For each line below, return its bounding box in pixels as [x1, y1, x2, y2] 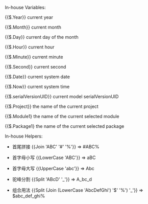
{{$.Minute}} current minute [5, 54, 63, 60]
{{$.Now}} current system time [5, 84, 70, 89]
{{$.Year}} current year [5, 14, 53, 20]
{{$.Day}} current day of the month [5, 34, 79, 40]
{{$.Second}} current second [5, 64, 66, 70]
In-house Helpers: [5, 133, 43, 139]
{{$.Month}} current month [5, 24, 62, 30]
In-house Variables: [5, 5, 46, 10]
